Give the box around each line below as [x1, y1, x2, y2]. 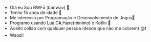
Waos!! [9, 32, 24, 38]
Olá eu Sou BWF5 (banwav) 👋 [9, 5, 70, 10]
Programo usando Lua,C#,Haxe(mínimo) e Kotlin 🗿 [9, 20, 111, 26]
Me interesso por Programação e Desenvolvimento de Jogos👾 [9, 15, 135, 20]
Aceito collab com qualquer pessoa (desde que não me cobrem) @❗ [9, 26, 147, 31]
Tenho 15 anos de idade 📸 [9, 10, 62, 15]
